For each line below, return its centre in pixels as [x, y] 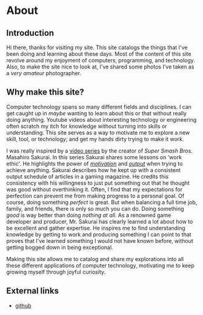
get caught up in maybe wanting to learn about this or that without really [96, 113]
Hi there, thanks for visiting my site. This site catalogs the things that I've [97, 47]
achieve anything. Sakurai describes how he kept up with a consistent [93, 170]
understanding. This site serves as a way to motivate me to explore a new [98, 132]
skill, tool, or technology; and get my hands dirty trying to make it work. [95, 139]
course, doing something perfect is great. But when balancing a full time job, [102, 202]
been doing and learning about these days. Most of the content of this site [99, 54]
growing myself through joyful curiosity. [56, 272]
